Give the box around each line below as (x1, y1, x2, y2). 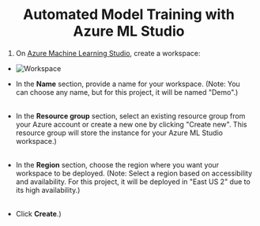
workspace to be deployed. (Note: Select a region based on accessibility (15, 168, 253, 178)
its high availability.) (15, 185, 81, 194)
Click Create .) (15, 209, 62, 218)
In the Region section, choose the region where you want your (15, 160, 220, 169)
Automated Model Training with (23, 6, 235, 24)
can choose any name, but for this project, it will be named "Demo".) (15, 87, 239, 96)
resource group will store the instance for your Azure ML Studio (15, 128, 224, 137)
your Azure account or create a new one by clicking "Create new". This (15, 119, 247, 129)
